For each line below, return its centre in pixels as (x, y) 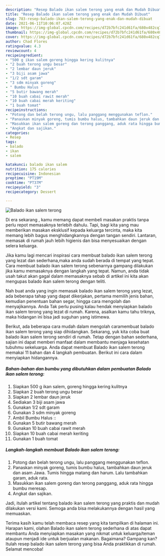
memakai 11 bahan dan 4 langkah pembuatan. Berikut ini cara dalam (74, 352)
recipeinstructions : (27, 110)
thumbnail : (17, 32)
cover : (12, 37)
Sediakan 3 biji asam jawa (39, 402)
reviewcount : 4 (21, 51)
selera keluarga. (22, 245)
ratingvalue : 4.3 (23, 46)
